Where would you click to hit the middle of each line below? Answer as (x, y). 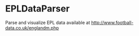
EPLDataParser (37, 9)
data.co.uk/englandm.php (32, 27)
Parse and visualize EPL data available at (48, 22)
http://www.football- (112, 22)
